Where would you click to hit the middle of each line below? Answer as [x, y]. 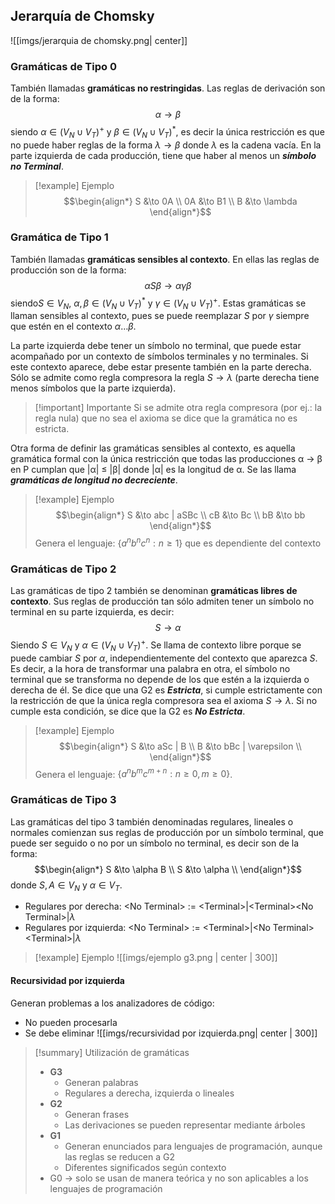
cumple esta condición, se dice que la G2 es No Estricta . [128, 711]
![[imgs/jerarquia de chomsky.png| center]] [99, 40]
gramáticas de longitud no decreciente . [94, 480]
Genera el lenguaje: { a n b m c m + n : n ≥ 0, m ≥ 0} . [133, 773]
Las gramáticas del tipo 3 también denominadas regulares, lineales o [152, 821]
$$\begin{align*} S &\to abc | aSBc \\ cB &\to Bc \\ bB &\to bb [180, 515]
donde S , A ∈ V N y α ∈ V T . [66, 886]
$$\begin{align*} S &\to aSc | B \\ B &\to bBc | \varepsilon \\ [180, 746]
